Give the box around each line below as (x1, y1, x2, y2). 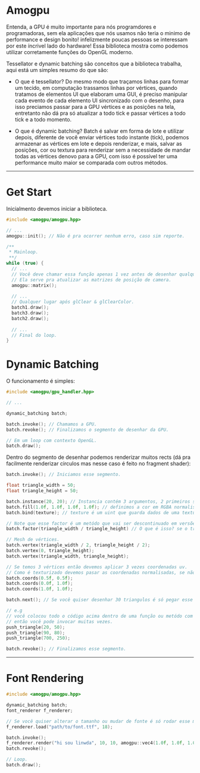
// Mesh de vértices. (6, 537, 60, 543)
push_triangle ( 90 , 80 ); (6, 630, 65, 636)
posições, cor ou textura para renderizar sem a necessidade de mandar (14, 146, 191, 154)
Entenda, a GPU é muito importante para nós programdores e (6, 23, 157, 30)
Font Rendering (6, 672, 84, 685)
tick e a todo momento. (14, 115, 72, 123)
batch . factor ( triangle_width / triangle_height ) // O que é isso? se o (6, 526, 187, 532)
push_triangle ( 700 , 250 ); (6, 635, 70, 641)
